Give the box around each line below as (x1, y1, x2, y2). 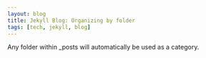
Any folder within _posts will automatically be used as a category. (7, 43, 200, 52)
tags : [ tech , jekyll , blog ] (7, 23, 91, 30)
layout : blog (7, 10, 46, 18)
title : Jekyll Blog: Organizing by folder (7, 17, 135, 24)
